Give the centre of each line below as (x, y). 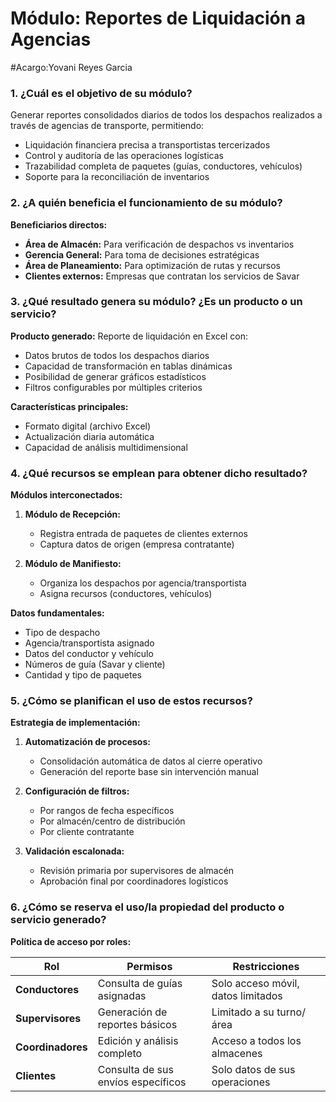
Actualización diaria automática (89, 436)
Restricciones (266, 966)
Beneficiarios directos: (59, 224)
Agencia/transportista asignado (89, 643)
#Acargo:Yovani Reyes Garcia (71, 67)
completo (120, 1053)
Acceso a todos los (256, 1040)
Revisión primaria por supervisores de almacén (137, 871)
